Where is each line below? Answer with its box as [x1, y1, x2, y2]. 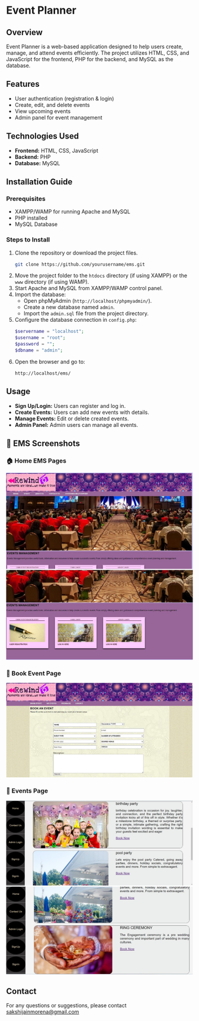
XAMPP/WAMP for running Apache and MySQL [14, 208, 130, 215]
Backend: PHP [14, 153, 52, 161]
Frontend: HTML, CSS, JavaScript [14, 147, 99, 154]
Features [6, 79, 40, 89]
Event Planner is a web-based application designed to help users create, [6, 43, 184, 50]
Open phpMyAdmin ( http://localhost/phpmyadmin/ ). [23, 297, 152, 304]
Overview [6, 27, 43, 37]
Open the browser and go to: [14, 358, 85, 365]
